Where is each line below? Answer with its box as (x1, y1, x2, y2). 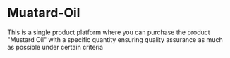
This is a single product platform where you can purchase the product (7, 28, 210, 36)
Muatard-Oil (7, 5, 80, 21)
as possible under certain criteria (7, 43, 104, 51)
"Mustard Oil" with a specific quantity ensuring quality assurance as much (7, 35, 224, 43)
